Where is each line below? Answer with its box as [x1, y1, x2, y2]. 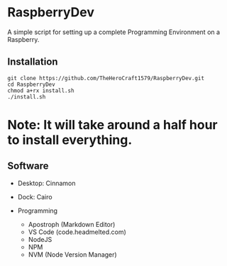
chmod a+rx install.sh [7, 87, 74, 94]
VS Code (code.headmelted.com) [28, 228, 126, 236]
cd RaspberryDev [7, 81, 55, 88]
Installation [7, 56, 58, 68]
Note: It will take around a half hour [7, 116, 218, 133]
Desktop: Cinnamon [17, 179, 76, 187]
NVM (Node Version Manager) [28, 250, 117, 259]
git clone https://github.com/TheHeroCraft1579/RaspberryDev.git [7, 74, 204, 82]
